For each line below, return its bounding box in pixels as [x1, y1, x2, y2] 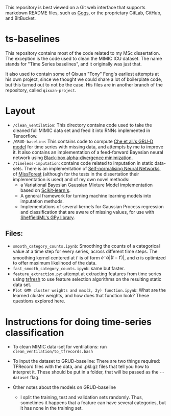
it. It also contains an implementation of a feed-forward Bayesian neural [12, 149, 163, 155]
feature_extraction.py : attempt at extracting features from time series [12, 271, 162, 277]
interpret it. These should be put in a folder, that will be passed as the [12, 369, 159, 375]
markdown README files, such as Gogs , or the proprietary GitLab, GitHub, [5, 10, 162, 16]
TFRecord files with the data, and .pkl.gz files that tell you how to [12, 363, 150, 370]
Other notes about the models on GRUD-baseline [12, 384, 116, 390]
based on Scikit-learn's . [20, 187, 70, 193]
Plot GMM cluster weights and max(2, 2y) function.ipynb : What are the [12, 287, 166, 293]
